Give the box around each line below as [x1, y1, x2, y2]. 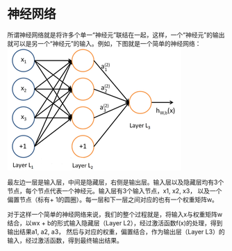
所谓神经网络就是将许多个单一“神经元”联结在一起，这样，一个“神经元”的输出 [7, 31, 225, 39]
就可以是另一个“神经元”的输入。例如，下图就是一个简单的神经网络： [7, 39, 201, 47]
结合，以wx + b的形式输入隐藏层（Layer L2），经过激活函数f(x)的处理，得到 [7, 218, 223, 227]
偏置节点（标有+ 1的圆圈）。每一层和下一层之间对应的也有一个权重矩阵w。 [7, 195, 219, 204]
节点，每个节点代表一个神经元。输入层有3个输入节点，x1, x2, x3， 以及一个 [7, 186, 222, 195]
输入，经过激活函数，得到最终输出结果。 [7, 236, 123, 244]
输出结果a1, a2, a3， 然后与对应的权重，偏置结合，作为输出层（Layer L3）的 [7, 227, 225, 236]
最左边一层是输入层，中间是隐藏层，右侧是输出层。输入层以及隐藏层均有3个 [7, 178, 224, 186]
